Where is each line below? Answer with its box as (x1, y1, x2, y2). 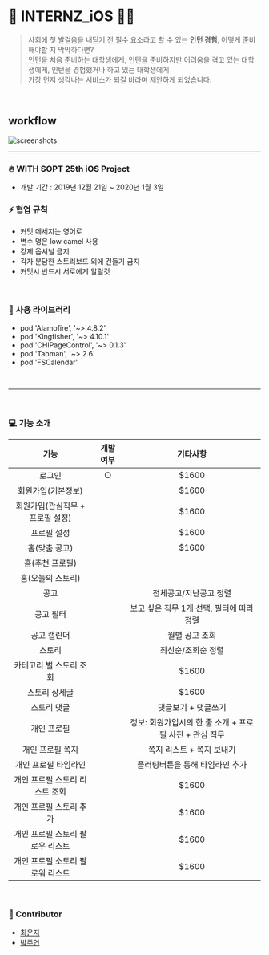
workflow (8, 114, 57, 128)
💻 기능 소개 (8, 417, 51, 429)
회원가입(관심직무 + (15, 500, 86, 511)
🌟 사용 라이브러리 (8, 304, 70, 315)
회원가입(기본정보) (17, 485, 84, 496)
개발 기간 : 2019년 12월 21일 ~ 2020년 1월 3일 (19, 182, 164, 192)
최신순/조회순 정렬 (159, 644, 224, 656)
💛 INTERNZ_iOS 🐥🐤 (8, 7, 135, 26)
